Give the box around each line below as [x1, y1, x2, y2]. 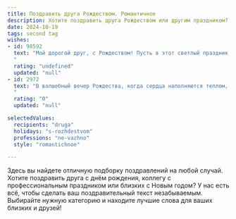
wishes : [7, 37, 30, 44]
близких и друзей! [7, 204, 62, 212]
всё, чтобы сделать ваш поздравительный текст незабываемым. [7, 189, 203, 197]
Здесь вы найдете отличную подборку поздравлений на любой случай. [7, 166, 223, 175]
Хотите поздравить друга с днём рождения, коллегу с [7, 174, 171, 182]
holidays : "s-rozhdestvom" [13, 127, 93, 134]
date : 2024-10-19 [7, 23, 58, 30]
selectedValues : [7, 115, 55, 122]
